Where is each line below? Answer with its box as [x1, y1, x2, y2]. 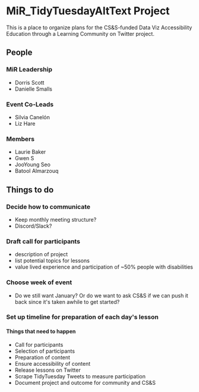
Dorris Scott [14, 79, 45, 86]
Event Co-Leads [6, 100, 54, 108]
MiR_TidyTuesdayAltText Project [6, 4, 170, 18]
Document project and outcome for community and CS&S [14, 379, 156, 386]
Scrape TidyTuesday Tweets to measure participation [14, 372, 146, 379]
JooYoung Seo [14, 161, 50, 168]
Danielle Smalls [14, 85, 52, 92]
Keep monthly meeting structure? [14, 216, 97, 223]
